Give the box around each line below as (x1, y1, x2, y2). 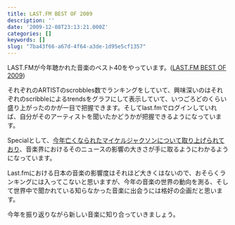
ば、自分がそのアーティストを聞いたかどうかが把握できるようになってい (7, 112, 216, 121)
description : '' (7, 17, 55, 24)
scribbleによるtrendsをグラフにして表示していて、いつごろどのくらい (25, 95, 227, 103)
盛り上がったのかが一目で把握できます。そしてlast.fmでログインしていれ (7, 104, 217, 111)
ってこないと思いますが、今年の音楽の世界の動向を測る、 (50, 178, 217, 186)
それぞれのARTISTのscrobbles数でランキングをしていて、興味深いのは (7, 86, 211, 94)
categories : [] (7, 30, 52, 37)
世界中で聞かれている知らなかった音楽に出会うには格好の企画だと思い (13, 186, 217, 195)
